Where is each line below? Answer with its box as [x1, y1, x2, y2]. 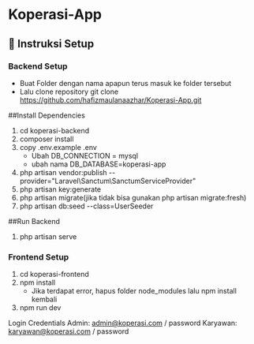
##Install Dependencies [8, 110, 85, 120]
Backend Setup [8, 61, 69, 72]
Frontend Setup [8, 251, 69, 262]
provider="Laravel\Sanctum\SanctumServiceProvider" [19, 176, 196, 185]
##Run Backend [8, 216, 61, 226]
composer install [19, 134, 74, 144]
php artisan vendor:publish [19, 167, 108, 177]
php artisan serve [19, 231, 77, 241]
